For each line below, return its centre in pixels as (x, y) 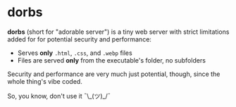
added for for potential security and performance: (79, 39)
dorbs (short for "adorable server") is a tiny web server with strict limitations (118, 32)
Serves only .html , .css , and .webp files (75, 53)
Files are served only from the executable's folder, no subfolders (112, 60)
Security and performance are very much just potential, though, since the (114, 74)
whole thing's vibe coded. (45, 81)
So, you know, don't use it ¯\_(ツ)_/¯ (59, 96)
